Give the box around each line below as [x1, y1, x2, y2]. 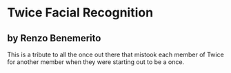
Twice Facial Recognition [7, 5, 154, 21]
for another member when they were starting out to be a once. [7, 58, 185, 66]
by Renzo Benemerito [7, 32, 101, 44]
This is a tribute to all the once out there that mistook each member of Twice [7, 50, 224, 59]
